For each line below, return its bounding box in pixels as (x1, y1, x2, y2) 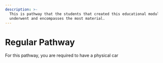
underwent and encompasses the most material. (9, 16, 105, 21)
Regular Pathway (5, 37, 75, 48)
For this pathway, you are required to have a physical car (5, 52, 119, 58)
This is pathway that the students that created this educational (9, 12, 147, 16)
